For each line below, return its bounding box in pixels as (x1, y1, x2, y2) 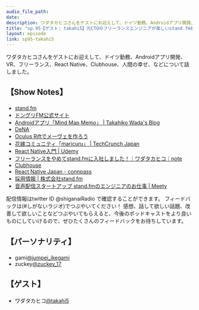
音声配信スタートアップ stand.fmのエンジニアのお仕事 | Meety (14, 182, 168, 190)
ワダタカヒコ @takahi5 (14, 298, 69, 305)
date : (6, 14, 20, 20)
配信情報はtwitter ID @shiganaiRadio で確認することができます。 (6, 195, 164, 203)
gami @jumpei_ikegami (14, 254, 70, 261)
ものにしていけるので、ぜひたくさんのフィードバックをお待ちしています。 (6, 217, 187, 224)
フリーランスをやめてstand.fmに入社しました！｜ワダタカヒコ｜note (14, 155, 182, 162)
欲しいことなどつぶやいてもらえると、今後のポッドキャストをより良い (21, 210, 192, 217)
